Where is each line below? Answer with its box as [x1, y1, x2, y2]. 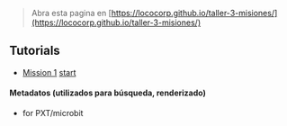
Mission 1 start [22, 67, 76, 77]
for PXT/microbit [22, 108, 84, 119]
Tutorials [9, 43, 60, 58]
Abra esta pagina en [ [31, 8, 112, 18]
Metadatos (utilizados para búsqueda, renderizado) [9, 87, 207, 98]
